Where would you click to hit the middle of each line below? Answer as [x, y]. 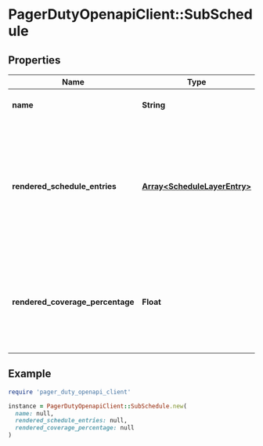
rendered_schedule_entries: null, [71, 421]
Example [30, 374]
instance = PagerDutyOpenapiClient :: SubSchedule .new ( [98, 406]
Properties [34, 60]
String [154, 105]
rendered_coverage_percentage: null [75, 428]
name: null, [35, 413]
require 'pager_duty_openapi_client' [70, 392]
